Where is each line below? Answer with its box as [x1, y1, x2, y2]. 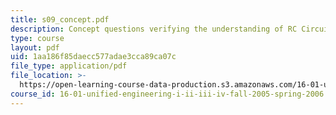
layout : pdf [10, 42, 60, 53]
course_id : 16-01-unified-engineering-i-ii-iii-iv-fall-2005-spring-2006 [10, 89, 325, 99]
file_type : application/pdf [10, 61, 128, 71]
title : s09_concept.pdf [10, 14, 110, 25]
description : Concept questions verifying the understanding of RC [10, 24, 298, 34]
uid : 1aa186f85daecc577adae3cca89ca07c [10, 52, 177, 62]
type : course [10, 33, 65, 43]
